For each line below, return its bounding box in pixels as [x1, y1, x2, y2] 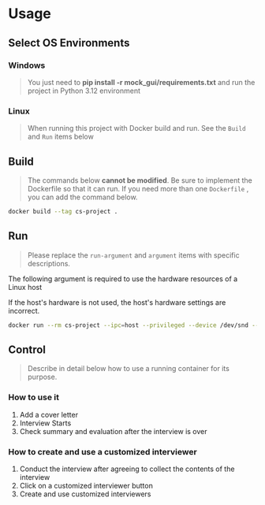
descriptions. [27, 258, 71, 268]
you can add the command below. [27, 192, 138, 202]
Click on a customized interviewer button [19, 481, 154, 490]
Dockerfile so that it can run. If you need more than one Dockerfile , [27, 184, 249, 193]
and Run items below [27, 132, 95, 142]
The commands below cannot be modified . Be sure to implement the [27, 175, 252, 185]
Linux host [8, 282, 43, 291]
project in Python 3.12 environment [27, 86, 140, 95]
